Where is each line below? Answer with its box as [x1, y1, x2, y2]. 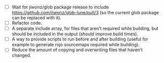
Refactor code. [11, 20, 42, 26]
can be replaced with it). [11, 15, 62, 21]
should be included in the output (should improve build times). [11, 31, 138, 37]
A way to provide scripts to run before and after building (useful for [11, 36, 149, 42]
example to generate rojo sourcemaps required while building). [11, 42, 140, 48]
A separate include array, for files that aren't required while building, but [11, 25, 159, 31]
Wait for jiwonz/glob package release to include [11, 4, 109, 10]
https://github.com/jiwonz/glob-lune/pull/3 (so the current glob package [11, 10, 159, 16]
